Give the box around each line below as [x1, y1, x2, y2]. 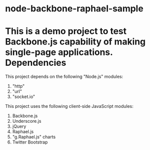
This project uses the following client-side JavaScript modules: [5, 103, 134, 109]
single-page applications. [5, 47, 113, 58]
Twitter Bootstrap [12, 139, 48, 145]
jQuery [12, 123, 26, 129]
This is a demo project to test [5, 26, 127, 37]
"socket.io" [12, 94, 36, 100]
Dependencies [5, 57, 66, 68]
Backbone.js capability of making [5, 36, 146, 48]
